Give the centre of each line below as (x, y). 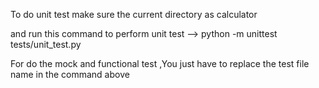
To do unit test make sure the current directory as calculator (134, 14)
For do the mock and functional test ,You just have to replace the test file (160, 63)
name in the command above (70, 74)
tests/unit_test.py (46, 44)
